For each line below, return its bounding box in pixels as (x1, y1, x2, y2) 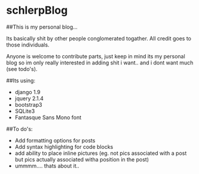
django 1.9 (14, 88, 41, 95)
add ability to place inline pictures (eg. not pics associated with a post (14, 150, 187, 157)
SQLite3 (14, 107, 35, 114)
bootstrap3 (14, 101, 42, 108)
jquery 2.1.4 (14, 95, 44, 102)
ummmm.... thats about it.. (14, 162, 79, 169)
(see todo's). (6, 65, 38, 72)
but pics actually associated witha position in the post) (14, 156, 149, 163)
